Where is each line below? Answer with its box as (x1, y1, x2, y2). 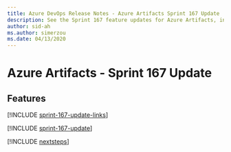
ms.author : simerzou (7, 29, 67, 36)
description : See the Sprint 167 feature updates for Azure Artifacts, (7, 17, 217, 23)
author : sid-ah (7, 23, 51, 30)
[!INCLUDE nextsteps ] (7, 138, 70, 146)
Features (7, 92, 46, 104)
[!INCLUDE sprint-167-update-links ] (7, 111, 109, 119)
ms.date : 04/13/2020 (7, 36, 67, 43)
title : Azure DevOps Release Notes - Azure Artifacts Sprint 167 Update (7, 10, 220, 17)
